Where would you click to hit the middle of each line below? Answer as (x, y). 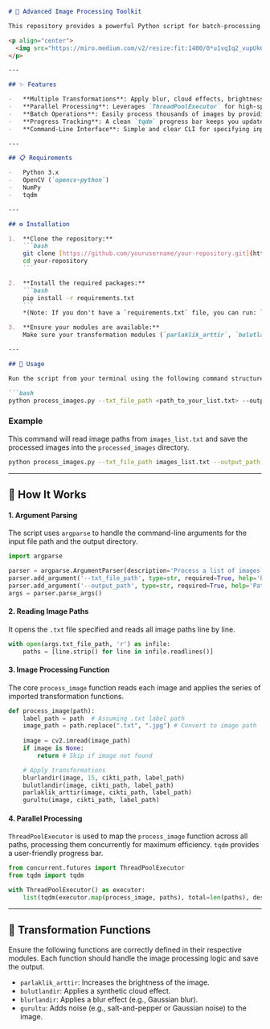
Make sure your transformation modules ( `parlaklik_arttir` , (127, 335)
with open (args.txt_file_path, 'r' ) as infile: (90, 644)
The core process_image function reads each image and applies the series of (135, 687)
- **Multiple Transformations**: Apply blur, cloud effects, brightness (136, 99)
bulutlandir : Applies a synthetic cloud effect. (95, 990)
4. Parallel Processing (45, 818)
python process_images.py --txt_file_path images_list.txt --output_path (135, 462)
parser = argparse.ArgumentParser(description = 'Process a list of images (135, 571)
